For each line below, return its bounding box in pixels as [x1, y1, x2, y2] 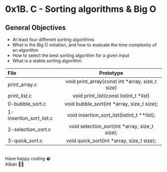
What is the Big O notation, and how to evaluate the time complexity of [12, 42, 157, 48]
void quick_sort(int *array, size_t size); [66, 137, 157, 144]
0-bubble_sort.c [7, 101, 46, 107]
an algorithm [12, 47, 39, 53]
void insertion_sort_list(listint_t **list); [67, 112, 156, 118]
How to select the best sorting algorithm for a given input [12, 52, 130, 58]
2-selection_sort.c [7, 126, 51, 133]
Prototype [99, 70, 123, 76]
